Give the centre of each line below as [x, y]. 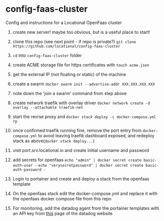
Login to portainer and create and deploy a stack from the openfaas [81, 179]
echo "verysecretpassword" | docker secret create [91, 165]
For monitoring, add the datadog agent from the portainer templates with [86, 208]
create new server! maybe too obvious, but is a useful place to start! [82, 32]
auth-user [23, 165]
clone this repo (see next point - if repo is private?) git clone [74, 41]
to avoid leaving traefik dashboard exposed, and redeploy [96, 135]
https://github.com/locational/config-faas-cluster [66, 46]
